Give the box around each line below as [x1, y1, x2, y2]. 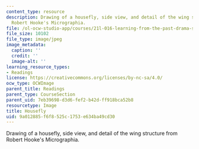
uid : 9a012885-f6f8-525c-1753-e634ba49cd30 [6, 113, 115, 119]
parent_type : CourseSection [6, 91, 76, 97]
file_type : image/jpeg [6, 36, 62, 42]
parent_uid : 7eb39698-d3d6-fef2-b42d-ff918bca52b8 [6, 97, 134, 103]
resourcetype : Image [6, 102, 57, 109]
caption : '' [11, 47, 41, 53]
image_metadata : [6, 42, 46, 48]
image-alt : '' [11, 58, 46, 64]
